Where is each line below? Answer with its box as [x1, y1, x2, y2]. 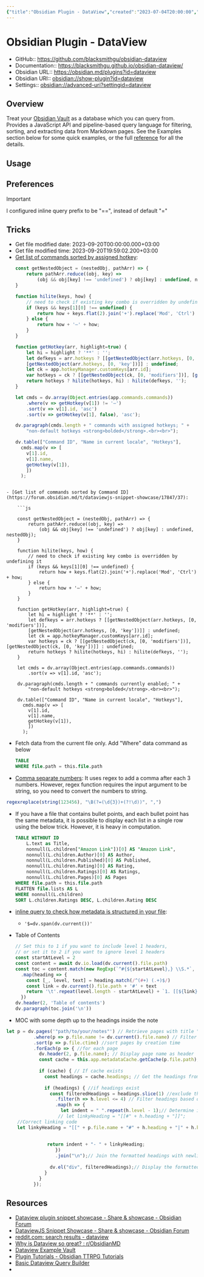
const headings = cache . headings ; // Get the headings [44, 1073, 186, 1080]
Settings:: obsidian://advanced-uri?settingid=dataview [15, 81, 152, 88]
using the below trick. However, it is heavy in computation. [15, 823, 161, 830]
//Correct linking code [17, 1119, 78, 1125]
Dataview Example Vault [15, 1247, 76, 1254]
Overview [6, 99, 44, 109]
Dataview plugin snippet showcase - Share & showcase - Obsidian [15, 1214, 182, 1222]
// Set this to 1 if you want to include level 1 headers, [15, 944, 168, 950]
